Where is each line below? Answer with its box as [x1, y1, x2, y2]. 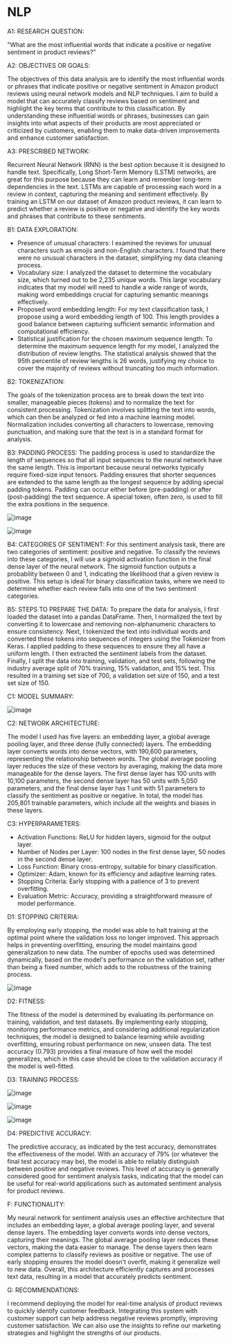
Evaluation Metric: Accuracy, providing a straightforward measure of [17, 892, 213, 900]
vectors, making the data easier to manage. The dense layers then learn [7, 1243, 213, 1251]
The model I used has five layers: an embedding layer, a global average [7, 732, 211, 741]
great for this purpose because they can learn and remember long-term [7, 175, 212, 184]
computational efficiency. [17, 327, 90, 335]
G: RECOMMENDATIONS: [7, 1286, 80, 1294]
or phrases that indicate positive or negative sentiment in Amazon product [7, 82, 219, 90]
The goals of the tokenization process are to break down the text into [7, 391, 204, 399]
